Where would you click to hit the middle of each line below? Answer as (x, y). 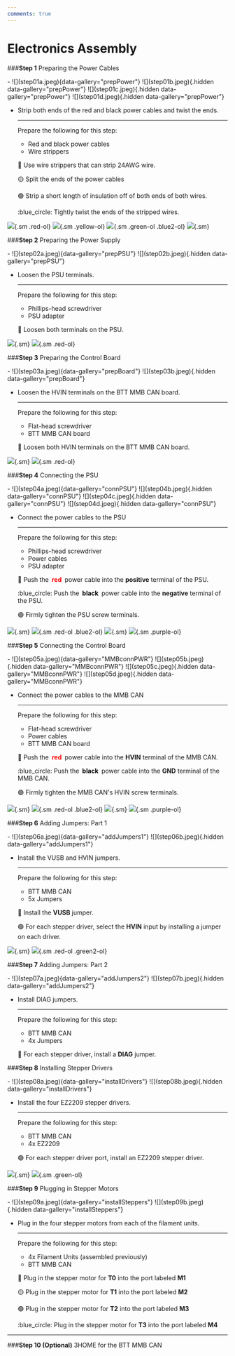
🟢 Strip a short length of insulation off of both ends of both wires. (112, 195)
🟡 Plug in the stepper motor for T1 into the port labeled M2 (102, 1291)
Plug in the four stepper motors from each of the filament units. (108, 1223)
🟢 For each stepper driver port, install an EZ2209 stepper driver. (111, 1157)
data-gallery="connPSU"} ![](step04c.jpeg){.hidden (81, 496)
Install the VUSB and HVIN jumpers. (69, 858)
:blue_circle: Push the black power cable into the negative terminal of (119, 593)
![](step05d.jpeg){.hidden (120, 674)
